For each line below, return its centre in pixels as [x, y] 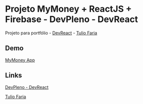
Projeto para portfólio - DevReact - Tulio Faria [51, 33]
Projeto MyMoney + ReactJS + [68, 9]
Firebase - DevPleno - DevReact [72, 19]
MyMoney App [20, 60]
